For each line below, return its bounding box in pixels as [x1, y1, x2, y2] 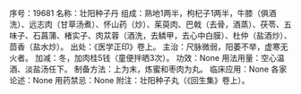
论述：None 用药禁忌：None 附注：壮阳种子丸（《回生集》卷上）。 [9, 75, 250, 85]
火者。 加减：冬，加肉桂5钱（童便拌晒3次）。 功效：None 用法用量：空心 [9, 53, 278, 63]
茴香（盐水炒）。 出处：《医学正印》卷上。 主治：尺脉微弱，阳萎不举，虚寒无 [9, 41, 288, 52]
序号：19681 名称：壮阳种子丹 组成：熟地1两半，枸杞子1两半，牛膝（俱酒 [9, 8, 277, 18]
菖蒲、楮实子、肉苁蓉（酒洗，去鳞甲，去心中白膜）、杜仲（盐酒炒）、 [39, 30, 292, 40]
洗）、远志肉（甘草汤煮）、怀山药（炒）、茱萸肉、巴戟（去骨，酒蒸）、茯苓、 [9, 19, 284, 30]
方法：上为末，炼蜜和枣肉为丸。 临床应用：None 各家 [89, 64, 288, 74]
